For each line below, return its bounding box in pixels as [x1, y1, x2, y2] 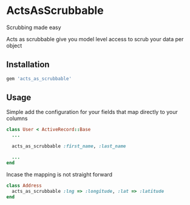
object [6, 42, 22, 49]
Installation [6, 59, 50, 70]
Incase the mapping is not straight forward [6, 170, 113, 178]
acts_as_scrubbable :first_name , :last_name [12, 143, 126, 149]
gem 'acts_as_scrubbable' [6, 75, 72, 82]
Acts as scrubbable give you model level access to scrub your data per [6, 35, 184, 42]
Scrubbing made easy [6, 24, 62, 31]
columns [6, 115, 28, 122]
